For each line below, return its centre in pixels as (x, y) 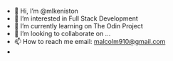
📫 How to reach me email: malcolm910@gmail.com (90, 41)
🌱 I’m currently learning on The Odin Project (79, 26)
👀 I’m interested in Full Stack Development (76, 18)
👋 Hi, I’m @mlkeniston (46, 11)
